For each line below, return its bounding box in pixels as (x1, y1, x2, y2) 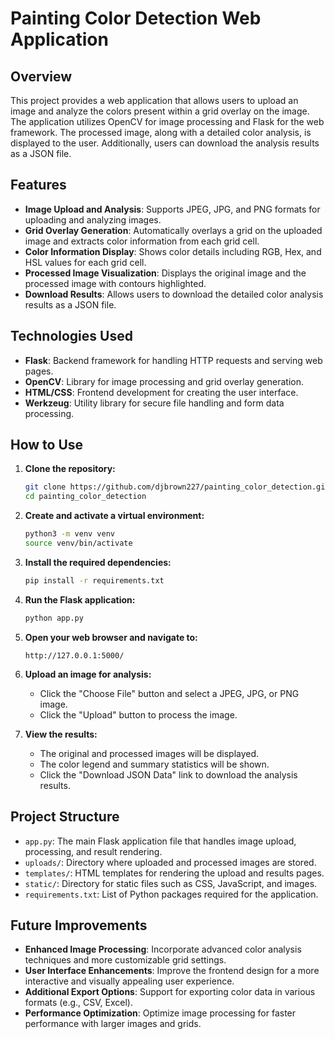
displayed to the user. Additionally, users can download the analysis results (10, 137, 320, 149)
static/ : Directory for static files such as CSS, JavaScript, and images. (24, 877, 318, 889)
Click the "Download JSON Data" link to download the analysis (39, 768, 298, 781)
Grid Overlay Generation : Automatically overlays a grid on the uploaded (24, 224, 323, 236)
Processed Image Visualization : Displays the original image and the (24, 267, 307, 279)
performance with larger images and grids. (24, 1018, 202, 1030)
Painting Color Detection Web (10, 7, 262, 30)
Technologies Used (10, 328, 133, 345)
